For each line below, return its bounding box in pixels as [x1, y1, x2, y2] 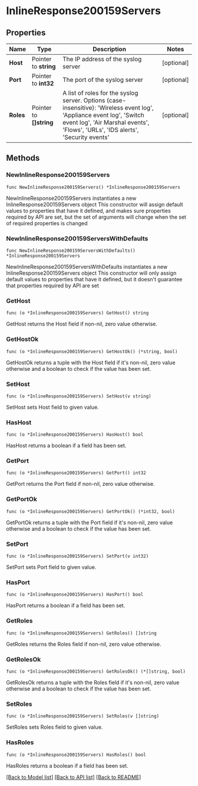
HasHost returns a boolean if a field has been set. [6, 442, 127, 449]
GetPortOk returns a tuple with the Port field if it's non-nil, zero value [6, 519, 173, 526]
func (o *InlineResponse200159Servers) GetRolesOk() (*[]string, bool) [6, 668, 186, 675]
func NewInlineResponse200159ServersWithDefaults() [6, 248, 136, 254]
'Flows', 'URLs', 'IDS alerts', [62, 126, 139, 134]
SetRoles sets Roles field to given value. [6, 723, 103, 731]
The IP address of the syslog [62, 55, 142, 63]
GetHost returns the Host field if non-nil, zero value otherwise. [6, 320, 157, 328]
